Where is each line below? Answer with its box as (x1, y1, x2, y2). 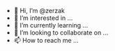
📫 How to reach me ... (13, 37, 79, 44)
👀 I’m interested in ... (13, 14, 73, 22)
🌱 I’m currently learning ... (13, 21, 89, 29)
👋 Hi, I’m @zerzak (13, 7, 65, 14)
